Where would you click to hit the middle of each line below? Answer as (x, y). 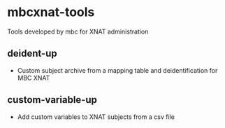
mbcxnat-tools (51, 12)
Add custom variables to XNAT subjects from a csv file (96, 117)
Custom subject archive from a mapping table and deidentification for (117, 70)
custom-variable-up (52, 100)
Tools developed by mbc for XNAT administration (78, 31)
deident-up (32, 54)
